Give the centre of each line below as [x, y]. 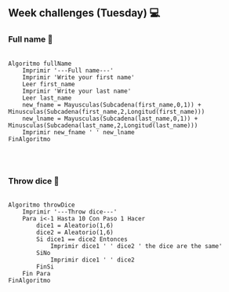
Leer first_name [49, 84]
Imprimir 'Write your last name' [77, 91]
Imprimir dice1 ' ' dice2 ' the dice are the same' [136, 246]
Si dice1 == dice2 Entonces [82, 239]
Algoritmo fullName [40, 64]
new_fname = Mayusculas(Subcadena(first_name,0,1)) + [112, 104]
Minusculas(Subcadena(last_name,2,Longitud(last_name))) [103, 125]
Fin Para [36, 273]
